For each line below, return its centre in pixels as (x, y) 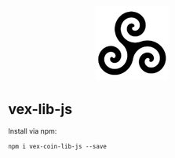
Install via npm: (33, 130)
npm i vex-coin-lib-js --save (58, 146)
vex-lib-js (40, 110)
